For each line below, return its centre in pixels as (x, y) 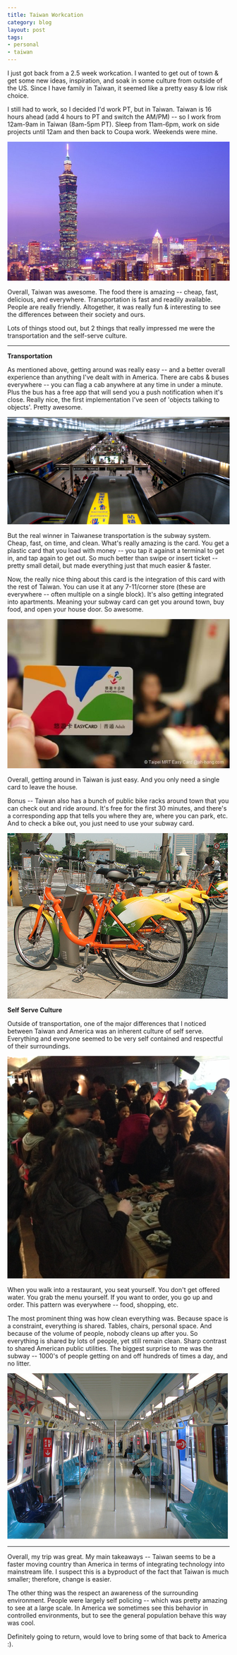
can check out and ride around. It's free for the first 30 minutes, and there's (117, 808)
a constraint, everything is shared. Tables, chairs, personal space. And (110, 1326)
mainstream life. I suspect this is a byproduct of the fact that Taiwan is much (118, 1572)
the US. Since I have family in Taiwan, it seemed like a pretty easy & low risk (117, 88)
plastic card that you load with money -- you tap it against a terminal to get (116, 551)
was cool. (21, 1623)
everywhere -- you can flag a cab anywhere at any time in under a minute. (115, 384)
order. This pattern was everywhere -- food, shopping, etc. (93, 1304)
